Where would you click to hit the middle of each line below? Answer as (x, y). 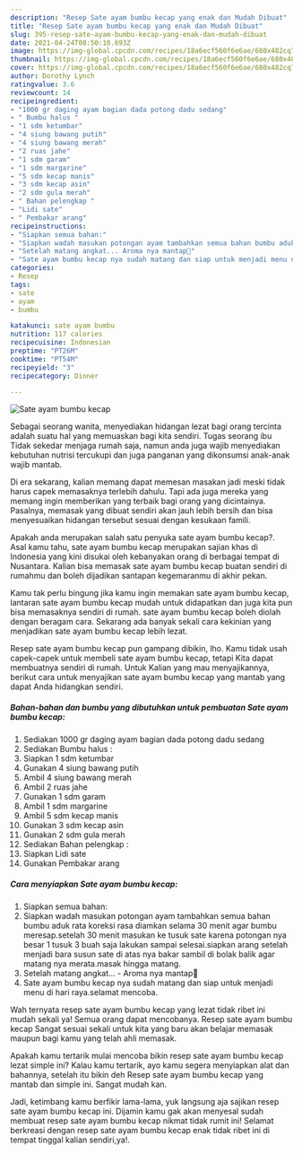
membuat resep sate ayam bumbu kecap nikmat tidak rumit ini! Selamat (142, 1121)
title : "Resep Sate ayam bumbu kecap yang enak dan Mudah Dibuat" (137, 26)
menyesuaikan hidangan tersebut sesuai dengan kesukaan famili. (130, 520)
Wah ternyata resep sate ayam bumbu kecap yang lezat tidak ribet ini (138, 1010)
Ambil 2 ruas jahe (55, 787)
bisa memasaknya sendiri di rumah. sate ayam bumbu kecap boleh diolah (146, 612)
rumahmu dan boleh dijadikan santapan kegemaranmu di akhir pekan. (139, 576)
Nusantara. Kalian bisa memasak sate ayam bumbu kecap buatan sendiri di (149, 566)
